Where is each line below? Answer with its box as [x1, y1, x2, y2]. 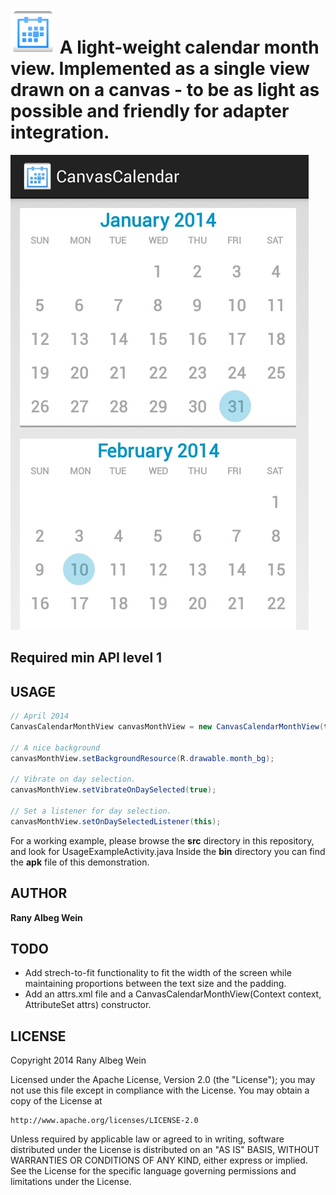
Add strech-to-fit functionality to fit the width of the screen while [24, 967, 292, 979]
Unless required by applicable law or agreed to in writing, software [10, 1133, 285, 1145]
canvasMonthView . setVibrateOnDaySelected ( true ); [10, 785, 217, 795]
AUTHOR [10, 885, 68, 902]
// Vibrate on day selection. [10, 774, 137, 785]
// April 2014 [10, 711, 70, 722]
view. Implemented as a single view [10, 58, 310, 80]
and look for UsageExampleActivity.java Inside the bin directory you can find [10, 845, 326, 857]
